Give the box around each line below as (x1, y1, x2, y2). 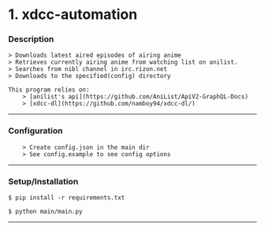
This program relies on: (8, 86, 90, 94)
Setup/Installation (8, 176, 79, 187)
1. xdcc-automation (8, 6, 138, 24)
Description (8, 34, 54, 45)
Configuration (8, 125, 63, 136)
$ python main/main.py (8, 207, 83, 216)
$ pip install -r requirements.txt (8, 194, 125, 202)
